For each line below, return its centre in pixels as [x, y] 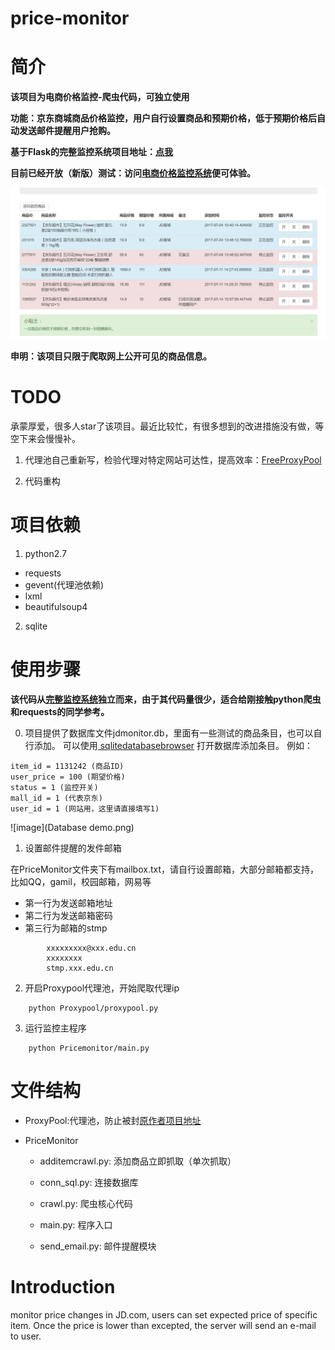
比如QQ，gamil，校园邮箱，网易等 [81, 882]
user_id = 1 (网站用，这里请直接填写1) [85, 809]
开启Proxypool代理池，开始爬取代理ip [102, 988]
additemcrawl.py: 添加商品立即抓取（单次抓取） [138, 1161]
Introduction [63, 1287]
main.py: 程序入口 [76, 1225]
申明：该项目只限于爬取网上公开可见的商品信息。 [111, 356]
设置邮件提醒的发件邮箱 [73, 848]
